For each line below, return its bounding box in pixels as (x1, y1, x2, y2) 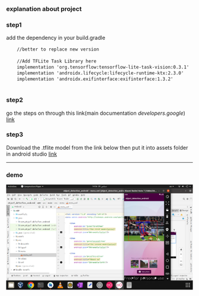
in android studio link (6, 150, 57, 158)
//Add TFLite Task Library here (17, 58, 97, 64)
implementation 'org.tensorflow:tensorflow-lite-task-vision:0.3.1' (17, 64, 190, 70)
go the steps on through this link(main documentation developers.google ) (6, 109, 185, 116)
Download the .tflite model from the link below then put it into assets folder (6, 144, 188, 151)
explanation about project (6, 5, 82, 13)
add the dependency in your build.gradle (6, 34, 105, 42)
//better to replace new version (17, 46, 99, 52)
